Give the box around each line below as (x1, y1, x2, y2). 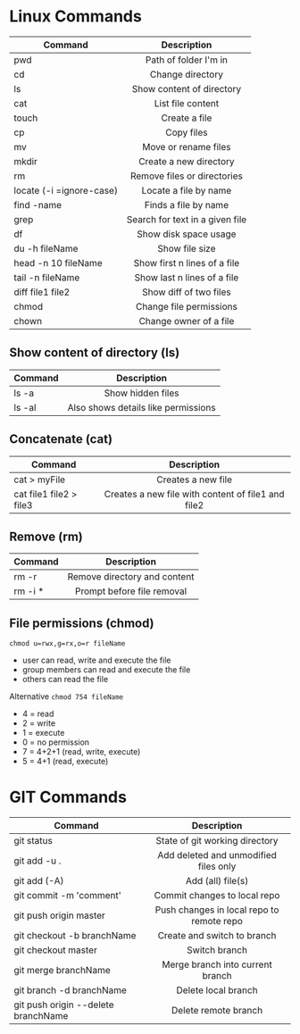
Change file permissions (135, 300, 238, 313)
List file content (154, 96, 220, 109)
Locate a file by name (141, 184, 232, 196)
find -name (13, 198, 62, 211)
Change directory (150, 68, 223, 80)
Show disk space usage (137, 228, 237, 240)
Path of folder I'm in (145, 54, 229, 66)
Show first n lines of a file (133, 256, 240, 269)
